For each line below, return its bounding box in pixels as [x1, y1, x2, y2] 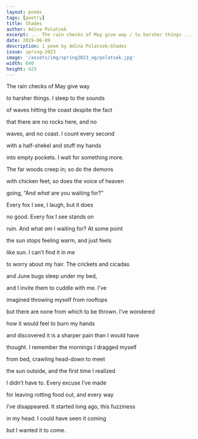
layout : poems [6, 9, 43, 15]
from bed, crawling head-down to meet [6, 356, 106, 363]
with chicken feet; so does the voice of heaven [6, 178, 124, 185]
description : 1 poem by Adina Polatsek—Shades [6, 43, 127, 50]
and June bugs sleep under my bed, [6, 272, 98, 280]
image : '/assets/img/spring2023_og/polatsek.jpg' [6, 54, 136, 61]
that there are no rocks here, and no [6, 118, 97, 126]
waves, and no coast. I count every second [6, 130, 115, 138]
